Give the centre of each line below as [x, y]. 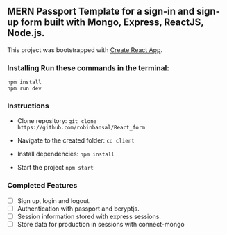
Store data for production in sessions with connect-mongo [101, 224]
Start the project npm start [55, 168]
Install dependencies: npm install [66, 154]
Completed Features [42, 186]
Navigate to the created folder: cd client [76, 140]
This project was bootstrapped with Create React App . [85, 50]
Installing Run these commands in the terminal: [89, 67]
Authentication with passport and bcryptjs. [78, 209]
